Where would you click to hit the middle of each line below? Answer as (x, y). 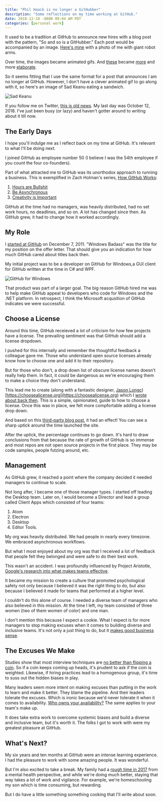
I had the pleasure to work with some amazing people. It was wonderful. (77, 760)
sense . (12, 635)
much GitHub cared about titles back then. (47, 254)
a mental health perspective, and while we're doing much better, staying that (81, 775)
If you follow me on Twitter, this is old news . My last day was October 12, (78, 106)
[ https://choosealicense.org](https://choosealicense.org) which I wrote (76, 395)
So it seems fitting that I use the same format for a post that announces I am (81, 76)
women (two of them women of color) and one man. (57, 610)
